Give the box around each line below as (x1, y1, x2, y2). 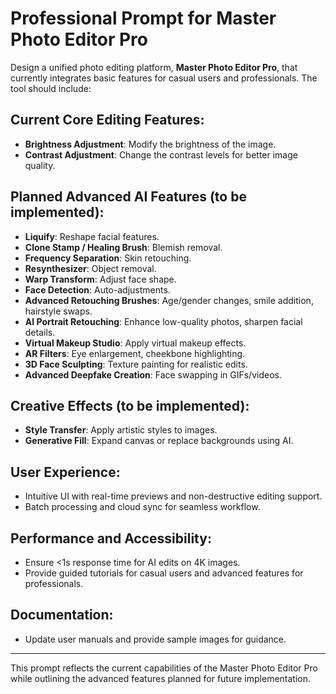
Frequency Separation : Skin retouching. (24, 252, 192, 264)
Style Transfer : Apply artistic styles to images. (24, 424, 218, 436)
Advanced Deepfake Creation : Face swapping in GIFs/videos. (24, 368, 282, 381)
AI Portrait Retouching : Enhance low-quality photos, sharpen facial (24, 315, 303, 327)
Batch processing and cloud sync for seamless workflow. (24, 501, 261, 513)
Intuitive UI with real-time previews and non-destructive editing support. (24, 490, 323, 502)
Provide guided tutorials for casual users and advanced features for (24, 567, 304, 579)
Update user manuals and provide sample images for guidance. (24, 633, 287, 645)
